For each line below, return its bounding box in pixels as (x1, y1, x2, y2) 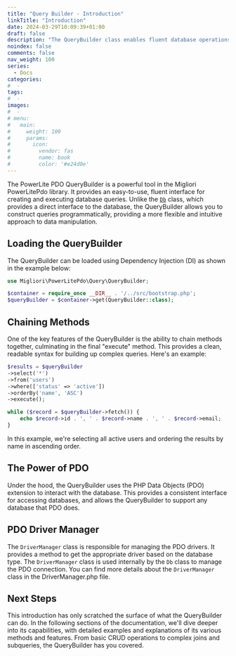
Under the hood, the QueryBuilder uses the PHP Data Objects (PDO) (7, 481, 205, 489)
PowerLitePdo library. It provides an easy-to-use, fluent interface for (7, 187, 205, 195)
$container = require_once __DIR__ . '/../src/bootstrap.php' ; (7, 290, 197, 297)
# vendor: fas (7, 148, 74, 155)
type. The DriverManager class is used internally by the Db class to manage (7, 557, 223, 566)
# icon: (7, 141, 49, 148)
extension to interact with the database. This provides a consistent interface (7, 488, 228, 496)
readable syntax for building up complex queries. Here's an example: (7, 349, 207, 358)
